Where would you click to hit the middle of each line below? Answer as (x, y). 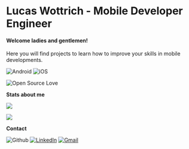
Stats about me (25, 95)
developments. (25, 60)
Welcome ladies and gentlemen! (47, 41)
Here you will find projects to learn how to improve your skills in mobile (93, 54)
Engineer (29, 24)
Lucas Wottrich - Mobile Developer (95, 11)
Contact (16, 129)
